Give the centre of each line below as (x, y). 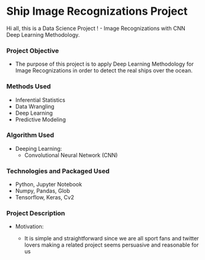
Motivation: (29, 227)
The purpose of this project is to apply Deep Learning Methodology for (104, 64)
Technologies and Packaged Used (58, 171)
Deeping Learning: (39, 148)
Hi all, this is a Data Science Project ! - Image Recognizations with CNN (96, 28)
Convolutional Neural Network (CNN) (71, 155)
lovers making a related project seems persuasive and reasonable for (111, 245)
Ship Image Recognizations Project (97, 11)
